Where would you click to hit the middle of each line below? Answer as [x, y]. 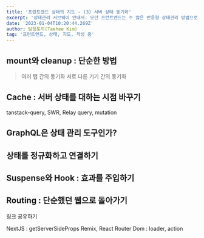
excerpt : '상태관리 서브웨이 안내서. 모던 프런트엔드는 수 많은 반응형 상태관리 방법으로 [102, 18]
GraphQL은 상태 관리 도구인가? [62, 133]
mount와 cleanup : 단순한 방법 [62, 60]
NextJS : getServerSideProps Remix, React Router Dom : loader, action [95, 228]
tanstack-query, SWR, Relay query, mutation [62, 112]
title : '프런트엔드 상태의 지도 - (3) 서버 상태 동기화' [69, 12]
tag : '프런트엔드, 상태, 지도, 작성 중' [50, 35]
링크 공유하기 [22, 216]
